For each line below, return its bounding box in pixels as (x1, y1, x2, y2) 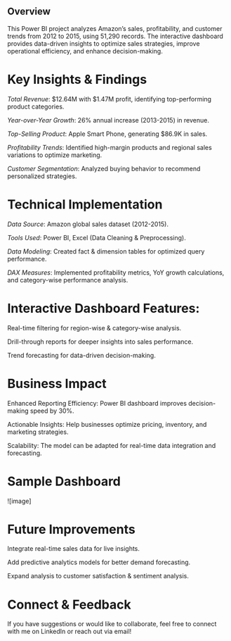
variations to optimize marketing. (7, 151, 103, 159)
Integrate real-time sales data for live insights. (7, 544, 140, 553)
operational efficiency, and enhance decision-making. (7, 46, 163, 55)
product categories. (7, 102, 65, 111)
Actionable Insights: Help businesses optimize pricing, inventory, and (7, 420, 207, 428)
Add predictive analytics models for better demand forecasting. (7, 558, 191, 566)
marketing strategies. (7, 428, 69, 436)
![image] (7, 497, 32, 505)
